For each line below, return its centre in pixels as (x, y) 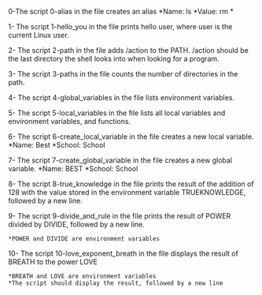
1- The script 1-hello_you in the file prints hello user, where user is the (120, 26)
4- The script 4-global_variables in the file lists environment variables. (121, 97)
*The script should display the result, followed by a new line (116, 283)
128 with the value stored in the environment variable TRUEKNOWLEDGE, (127, 192)
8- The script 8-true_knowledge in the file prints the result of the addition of (131, 184)
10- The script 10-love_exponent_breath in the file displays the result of (123, 253)
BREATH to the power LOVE (53, 262)
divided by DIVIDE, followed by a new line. (77, 224)
